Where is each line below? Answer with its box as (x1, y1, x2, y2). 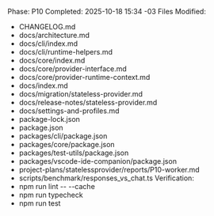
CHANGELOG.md (18, 22, 76, 31)
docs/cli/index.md (18, 39, 78, 48)
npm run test (18, 199, 61, 208)
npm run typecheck (18, 190, 84, 199)
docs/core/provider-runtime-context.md (18, 73, 151, 81)
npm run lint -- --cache (18, 182, 96, 191)
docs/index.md (18, 81, 68, 90)
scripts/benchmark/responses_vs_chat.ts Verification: (18, 173, 195, 183)
